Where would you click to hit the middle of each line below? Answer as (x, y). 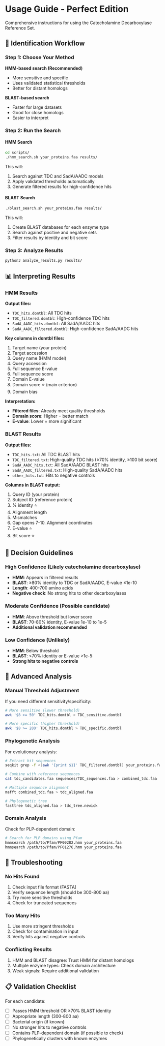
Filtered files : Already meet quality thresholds (59, 411)
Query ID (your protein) (36, 494)
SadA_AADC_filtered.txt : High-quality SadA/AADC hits (67, 470)
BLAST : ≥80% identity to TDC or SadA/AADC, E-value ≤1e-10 (74, 583)
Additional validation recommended (50, 627)
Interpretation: (20, 401)
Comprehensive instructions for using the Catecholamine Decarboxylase (79, 23)
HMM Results (21, 293)
